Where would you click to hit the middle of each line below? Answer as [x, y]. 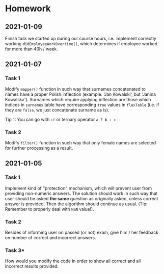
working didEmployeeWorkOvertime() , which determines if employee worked [81, 44]
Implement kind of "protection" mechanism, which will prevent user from [79, 188]
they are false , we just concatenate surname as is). [57, 110]
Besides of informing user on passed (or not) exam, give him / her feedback [82, 232]
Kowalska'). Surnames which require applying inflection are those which [78, 99]
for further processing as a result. [39, 148]
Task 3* [15, 250]
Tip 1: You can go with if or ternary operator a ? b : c [61, 119]
